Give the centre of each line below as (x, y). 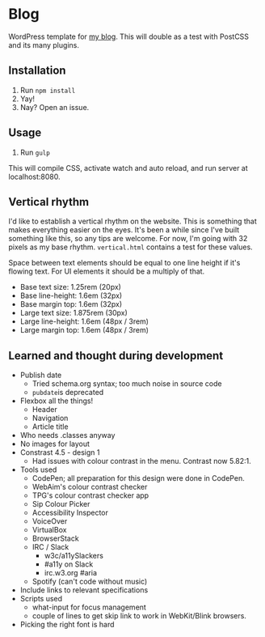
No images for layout (55, 444)
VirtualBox (49, 530)
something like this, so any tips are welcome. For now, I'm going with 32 (128, 239)
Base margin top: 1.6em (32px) (71, 304)
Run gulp (35, 152)
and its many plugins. (44, 45)
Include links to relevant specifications (84, 590)
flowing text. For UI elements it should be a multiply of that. (107, 271)
